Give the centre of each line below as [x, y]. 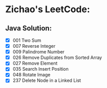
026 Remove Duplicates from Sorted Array [57, 57]
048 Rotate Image [32, 75]
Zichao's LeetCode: [48, 9]
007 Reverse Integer [34, 46]
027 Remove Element [35, 63]
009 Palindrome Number [38, 52]
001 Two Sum [27, 40]
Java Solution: [29, 28]
